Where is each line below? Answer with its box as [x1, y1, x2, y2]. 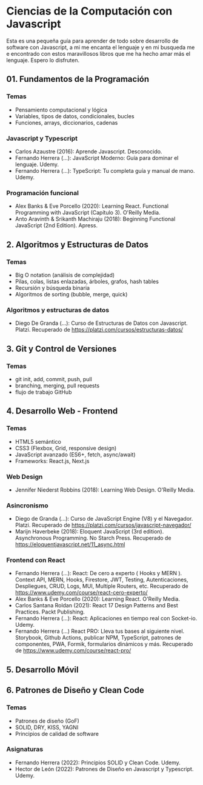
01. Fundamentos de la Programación [6, 74, 150, 84]
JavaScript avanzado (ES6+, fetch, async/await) [15, 450, 136, 458]
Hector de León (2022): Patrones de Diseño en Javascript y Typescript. [15, 765, 194, 772]
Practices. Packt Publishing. [15, 608, 85, 616]
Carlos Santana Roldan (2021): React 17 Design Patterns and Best [15, 602, 179, 609]
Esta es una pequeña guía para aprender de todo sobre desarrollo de [6, 37, 179, 44]
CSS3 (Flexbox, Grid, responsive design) [15, 444, 117, 452]
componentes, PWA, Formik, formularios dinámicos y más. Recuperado [15, 641, 193, 648]
